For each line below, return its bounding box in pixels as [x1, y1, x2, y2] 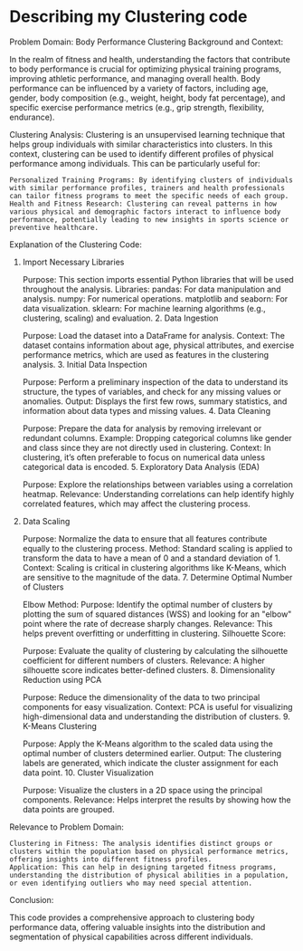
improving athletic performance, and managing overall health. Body [9, 72, 260, 83]
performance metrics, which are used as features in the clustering [22, 349, 270, 360]
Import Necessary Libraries [22, 256, 125, 267]
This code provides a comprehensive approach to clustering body [9, 912, 255, 923]
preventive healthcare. [9, 223, 99, 232]
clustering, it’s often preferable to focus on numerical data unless [22, 451, 265, 463]
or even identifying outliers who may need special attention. [9, 879, 253, 888]
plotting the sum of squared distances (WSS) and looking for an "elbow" [22, 609, 292, 620]
